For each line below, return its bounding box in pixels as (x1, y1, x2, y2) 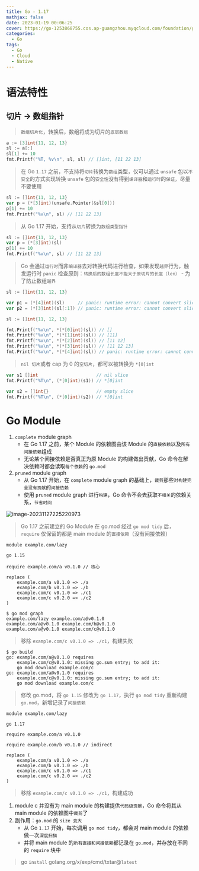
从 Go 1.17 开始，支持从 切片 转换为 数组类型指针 (20, 222, 128, 230)
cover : (6, 25, 23, 31)
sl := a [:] (6, 145, 33, 151)
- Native (11, 58, 33, 64)
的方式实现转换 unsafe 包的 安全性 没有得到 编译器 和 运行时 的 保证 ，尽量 (29, 176, 191, 182)
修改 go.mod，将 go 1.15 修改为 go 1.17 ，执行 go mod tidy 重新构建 (20, 692, 188, 699)
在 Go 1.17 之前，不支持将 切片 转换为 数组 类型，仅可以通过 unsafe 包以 (20, 168, 188, 175)
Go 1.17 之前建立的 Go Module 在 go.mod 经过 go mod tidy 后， (20, 523, 175, 530)
